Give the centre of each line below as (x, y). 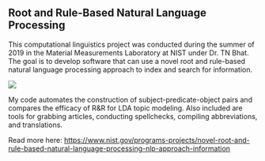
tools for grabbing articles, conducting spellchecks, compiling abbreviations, (133, 116)
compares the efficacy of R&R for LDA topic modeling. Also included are (125, 108)
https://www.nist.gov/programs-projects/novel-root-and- (157, 140)
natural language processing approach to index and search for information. (131, 69)
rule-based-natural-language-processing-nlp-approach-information (119, 148)
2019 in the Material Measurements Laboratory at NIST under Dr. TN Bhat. (129, 52)
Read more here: (35, 140)
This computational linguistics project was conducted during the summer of (131, 44)
